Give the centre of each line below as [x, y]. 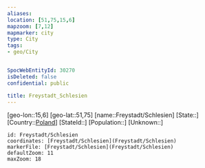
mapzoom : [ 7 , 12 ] [30, 26]
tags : [15, 45]
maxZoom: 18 [24, 159]
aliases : [20, 13]
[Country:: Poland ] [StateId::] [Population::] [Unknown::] [85, 123]
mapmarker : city [30, 33]
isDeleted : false [32, 76]
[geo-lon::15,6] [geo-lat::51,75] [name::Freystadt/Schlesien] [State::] [103, 115]
